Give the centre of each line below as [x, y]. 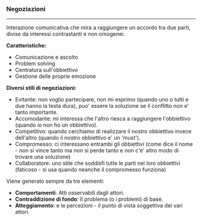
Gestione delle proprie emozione [55, 76]
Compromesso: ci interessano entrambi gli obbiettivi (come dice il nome [104, 144]
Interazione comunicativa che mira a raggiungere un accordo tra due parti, [99, 28]
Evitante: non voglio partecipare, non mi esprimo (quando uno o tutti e [102, 100]
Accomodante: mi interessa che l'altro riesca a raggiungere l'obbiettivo [103, 119]
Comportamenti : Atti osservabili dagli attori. [69, 193]
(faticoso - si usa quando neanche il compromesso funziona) [90, 170]
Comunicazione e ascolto [46, 57]
